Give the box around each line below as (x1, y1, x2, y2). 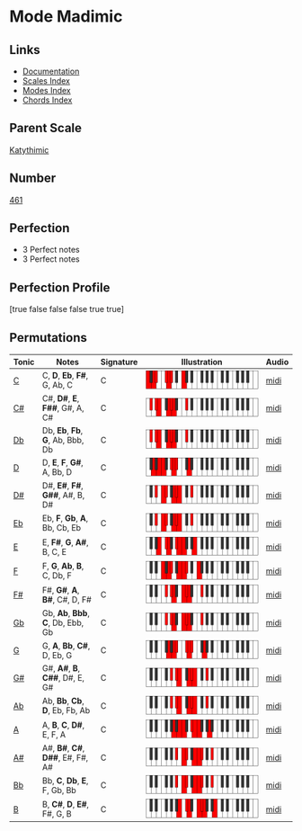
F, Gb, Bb (41, 784, 76, 795)
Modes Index (22, 85, 71, 95)
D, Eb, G (41, 649, 73, 660)
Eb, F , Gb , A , (41, 513, 88, 523)
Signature (100, 356, 138, 367)
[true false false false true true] (9, 304, 124, 315)
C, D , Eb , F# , (41, 371, 88, 381)
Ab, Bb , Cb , (41, 695, 84, 707)
